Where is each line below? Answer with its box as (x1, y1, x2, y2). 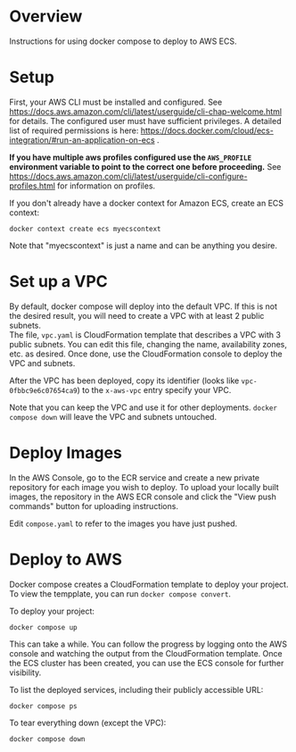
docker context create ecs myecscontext (9, 224, 162, 233)
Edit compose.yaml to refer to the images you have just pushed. (9, 518, 238, 529)
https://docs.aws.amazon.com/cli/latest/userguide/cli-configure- (9, 171, 248, 181)
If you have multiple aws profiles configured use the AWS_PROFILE (9, 152, 252, 163)
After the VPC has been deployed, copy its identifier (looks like (9, 375, 240, 386)
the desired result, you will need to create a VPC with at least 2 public (9, 310, 265, 321)
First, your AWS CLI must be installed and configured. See (9, 96, 223, 107)
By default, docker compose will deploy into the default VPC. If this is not (9, 301, 278, 312)
